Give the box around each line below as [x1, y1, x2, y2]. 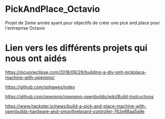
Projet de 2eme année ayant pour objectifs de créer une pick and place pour [5, 20, 160, 26]
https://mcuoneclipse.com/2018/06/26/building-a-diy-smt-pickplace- [5, 69, 147, 75]
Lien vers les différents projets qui [5, 42, 148, 54]
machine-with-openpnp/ [5, 74, 55, 80]
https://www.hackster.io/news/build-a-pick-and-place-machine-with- [5, 103, 147, 109]
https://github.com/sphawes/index [5, 84, 75, 90]
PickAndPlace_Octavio [5, 3, 100, 15]
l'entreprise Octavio [5, 25, 45, 31]
